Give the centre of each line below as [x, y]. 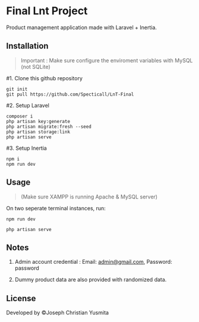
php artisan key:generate [38, 121]
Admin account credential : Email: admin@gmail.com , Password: [93, 262]
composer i [20, 116]
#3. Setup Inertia [27, 148]
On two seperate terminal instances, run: [56, 208]
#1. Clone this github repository [45, 78]
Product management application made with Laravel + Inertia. [82, 27]
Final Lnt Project [47, 11]
